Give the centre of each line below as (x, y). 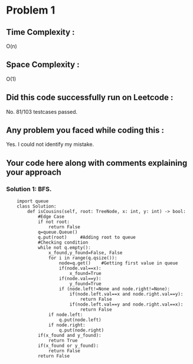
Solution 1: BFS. (29, 189)
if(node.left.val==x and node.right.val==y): (126, 294)
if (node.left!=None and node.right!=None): (114, 289)
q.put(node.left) (80, 320)
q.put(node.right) (81, 330)
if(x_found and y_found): (69, 336)
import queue (33, 201)
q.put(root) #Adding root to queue (86, 237)
